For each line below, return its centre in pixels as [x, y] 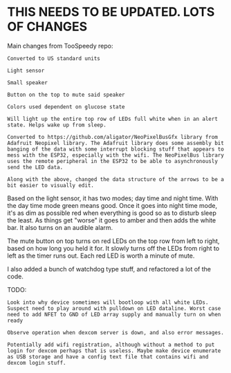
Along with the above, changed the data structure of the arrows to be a [116, 179]
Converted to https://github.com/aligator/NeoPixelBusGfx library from [112, 137]
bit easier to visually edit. [51, 185]
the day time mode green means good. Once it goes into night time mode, [112, 205]
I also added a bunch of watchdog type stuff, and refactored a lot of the [109, 269]
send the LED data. [35, 167]
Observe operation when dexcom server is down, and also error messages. [116, 332]
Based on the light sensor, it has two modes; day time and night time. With [113, 198]
